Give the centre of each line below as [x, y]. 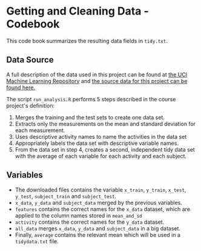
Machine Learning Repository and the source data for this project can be [97, 81]
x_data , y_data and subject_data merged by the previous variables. [99, 202]
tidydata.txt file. [37, 241]
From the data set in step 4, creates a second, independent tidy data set [105, 149]
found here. [21, 87]
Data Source [30, 60]
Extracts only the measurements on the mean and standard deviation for [105, 124]
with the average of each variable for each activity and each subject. [100, 156]
